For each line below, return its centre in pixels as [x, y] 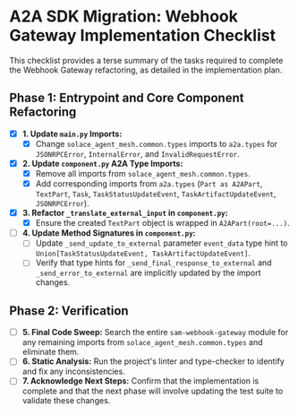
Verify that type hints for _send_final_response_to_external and [153, 263]
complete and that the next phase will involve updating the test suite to [153, 391]
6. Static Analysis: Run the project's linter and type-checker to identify [153, 361]
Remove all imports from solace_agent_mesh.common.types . [143, 173]
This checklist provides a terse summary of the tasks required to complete [146, 60]
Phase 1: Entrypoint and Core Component [127, 98]
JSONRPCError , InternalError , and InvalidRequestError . [137, 153]
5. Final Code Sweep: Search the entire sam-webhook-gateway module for [155, 333]
